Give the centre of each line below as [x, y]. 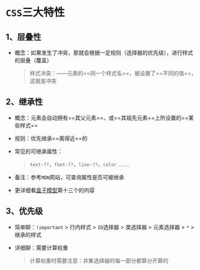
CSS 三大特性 [35, 12]
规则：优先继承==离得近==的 [51, 138]
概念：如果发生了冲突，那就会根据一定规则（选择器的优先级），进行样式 [104, 53]
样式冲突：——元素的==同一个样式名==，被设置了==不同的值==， [113, 73]
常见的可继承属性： [39, 151]
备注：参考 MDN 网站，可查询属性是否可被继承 [69, 177]
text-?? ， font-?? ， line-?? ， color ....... [79, 164]
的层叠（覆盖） [33, 60]
